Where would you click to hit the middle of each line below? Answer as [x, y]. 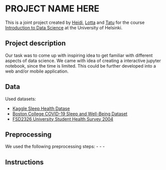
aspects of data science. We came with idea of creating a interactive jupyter [83, 61]
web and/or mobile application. [37, 71]
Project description [36, 43]
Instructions [24, 162]
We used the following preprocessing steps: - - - [55, 147]
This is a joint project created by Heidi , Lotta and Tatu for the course [75, 22]
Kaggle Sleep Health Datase [41, 108]
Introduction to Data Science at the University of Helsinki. [64, 27]
